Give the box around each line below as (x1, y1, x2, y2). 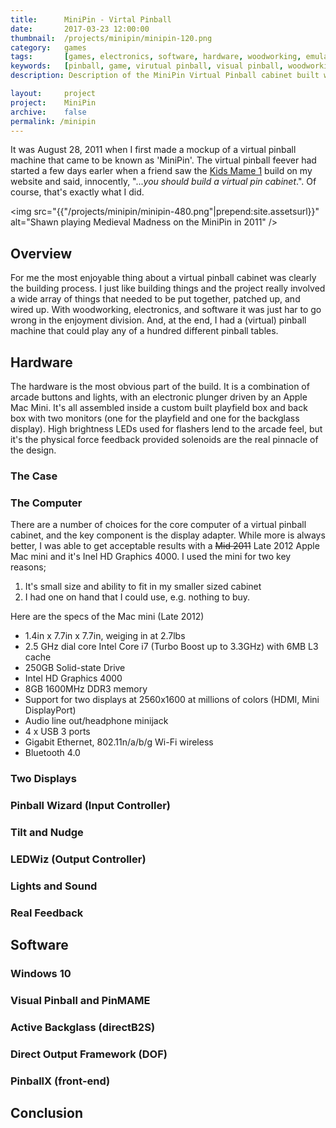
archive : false (10, 107, 87, 117)
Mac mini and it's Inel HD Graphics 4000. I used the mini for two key (10, 551, 292, 563)
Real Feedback (10, 906, 84, 920)
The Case (10, 469, 58, 483)
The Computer (10, 496, 83, 510)
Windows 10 (10, 967, 72, 981)
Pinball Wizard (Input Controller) (10, 799, 172, 813)
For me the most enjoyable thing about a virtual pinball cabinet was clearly (10, 272, 317, 284)
